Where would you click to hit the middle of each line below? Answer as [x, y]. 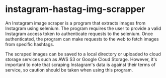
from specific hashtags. [30, 44]
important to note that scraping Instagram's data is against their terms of [80, 64]
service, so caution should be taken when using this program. [69, 70]
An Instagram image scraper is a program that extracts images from [75, 23]
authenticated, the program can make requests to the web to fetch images [82, 39]
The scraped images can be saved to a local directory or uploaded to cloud [83, 54]
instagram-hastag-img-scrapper [75, 9]
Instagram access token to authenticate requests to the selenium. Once [79, 33]
